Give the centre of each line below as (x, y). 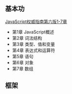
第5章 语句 (23, 56)
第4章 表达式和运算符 (34, 50)
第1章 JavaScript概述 (33, 32)
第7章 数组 (23, 69)
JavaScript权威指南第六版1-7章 (36, 22)
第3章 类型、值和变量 (34, 44)
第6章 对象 (23, 62)
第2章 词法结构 (27, 38)
